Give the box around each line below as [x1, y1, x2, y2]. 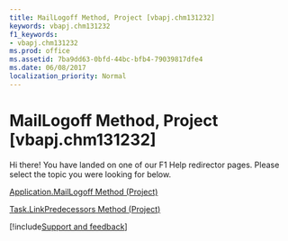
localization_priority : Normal [9, 72, 127, 81]
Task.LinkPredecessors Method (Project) [9, 203, 161, 214]
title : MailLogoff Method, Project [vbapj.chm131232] [9, 13, 216, 22]
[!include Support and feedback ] [9, 221, 128, 232]
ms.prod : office [9, 47, 70, 56]
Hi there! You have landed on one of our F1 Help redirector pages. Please [9, 159, 280, 170]
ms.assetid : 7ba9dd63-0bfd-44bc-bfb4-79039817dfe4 [9, 55, 203, 64]
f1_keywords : [9, 30, 58, 39]
